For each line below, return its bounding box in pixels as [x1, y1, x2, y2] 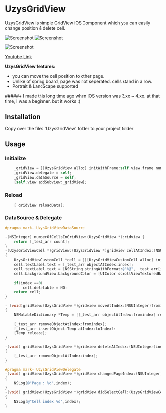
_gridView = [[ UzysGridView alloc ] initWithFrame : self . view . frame [14, 166, 154, 171]
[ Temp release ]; [14, 330, 48, 335]
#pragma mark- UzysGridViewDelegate [5, 367, 81, 372]
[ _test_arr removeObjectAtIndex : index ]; [14, 353, 98, 359]
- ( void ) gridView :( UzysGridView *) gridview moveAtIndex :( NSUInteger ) [5, 303, 152, 308]
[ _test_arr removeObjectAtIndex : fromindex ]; [14, 322, 107, 327]
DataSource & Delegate [5, 214, 62, 221]
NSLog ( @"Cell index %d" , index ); [14, 399, 81, 404]
